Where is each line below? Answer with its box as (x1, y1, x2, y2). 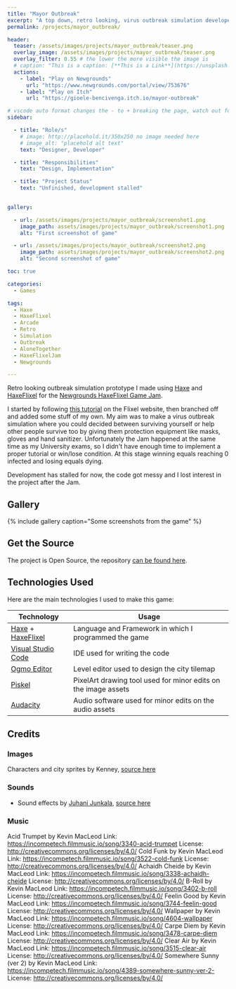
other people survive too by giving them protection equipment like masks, (7, 427, 221, 436)
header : (7, 36, 30, 43)
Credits (7, 728, 41, 741)
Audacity (11, 700, 41, 710)
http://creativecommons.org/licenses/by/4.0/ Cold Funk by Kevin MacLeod (7, 847, 223, 855)
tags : (7, 300, 23, 307)
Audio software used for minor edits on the (73, 696, 214, 705)
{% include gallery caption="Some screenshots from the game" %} (7, 517, 202, 526)
